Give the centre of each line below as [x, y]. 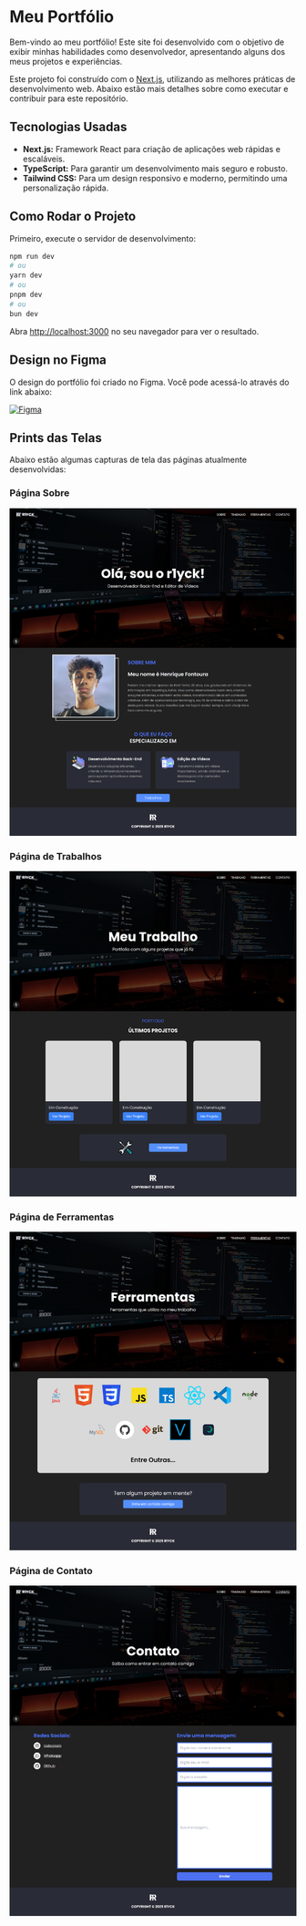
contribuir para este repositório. [69, 98]
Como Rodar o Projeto [73, 216]
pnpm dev [26, 295]
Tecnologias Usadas [68, 127]
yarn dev [26, 275]
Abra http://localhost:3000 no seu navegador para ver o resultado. [134, 331]
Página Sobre [40, 493]
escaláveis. [44, 159]
